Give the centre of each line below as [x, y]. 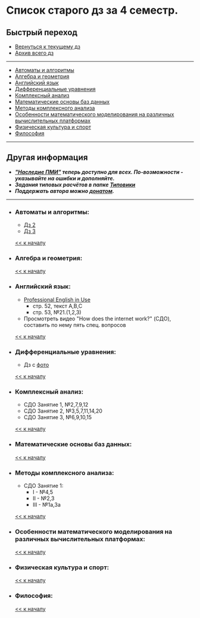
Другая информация [47, 157]
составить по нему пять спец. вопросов [75, 324]
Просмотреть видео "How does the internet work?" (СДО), [97, 319]
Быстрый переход [42, 32]
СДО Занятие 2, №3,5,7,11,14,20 [63, 411]
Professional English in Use [57, 299]
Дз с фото [36, 365]
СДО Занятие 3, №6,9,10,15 [58, 417]
